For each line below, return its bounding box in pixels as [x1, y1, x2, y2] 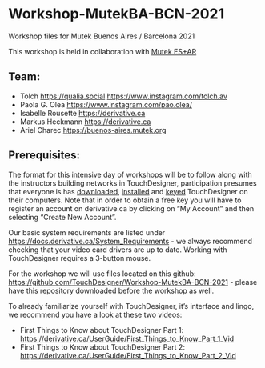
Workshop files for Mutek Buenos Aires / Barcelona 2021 [8, 31, 195, 41]
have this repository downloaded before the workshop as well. [8, 286, 215, 295]
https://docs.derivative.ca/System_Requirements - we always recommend [8, 236, 253, 246]
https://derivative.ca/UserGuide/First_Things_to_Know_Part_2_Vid [19, 350, 236, 360]
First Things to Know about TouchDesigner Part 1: [19, 325, 184, 334]
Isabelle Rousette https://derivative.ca [19, 108, 146, 118]
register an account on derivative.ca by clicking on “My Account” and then [8, 203, 255, 213]
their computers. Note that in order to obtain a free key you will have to [8, 195, 242, 205]
